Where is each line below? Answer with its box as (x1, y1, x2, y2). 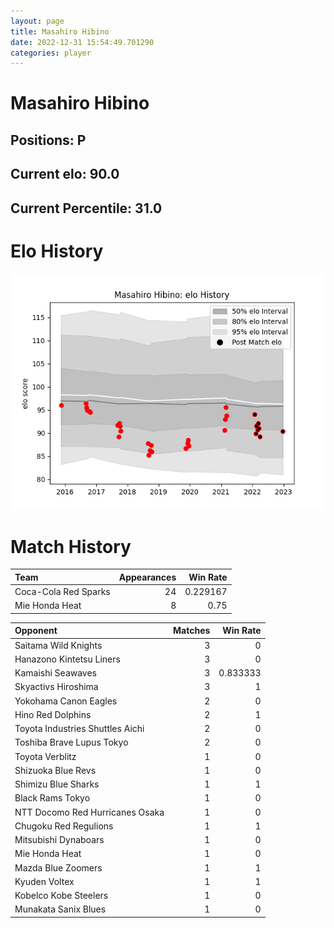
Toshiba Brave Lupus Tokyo (14, 736, 129, 749)
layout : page (10, 16, 65, 26)
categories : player (10, 48, 92, 58)
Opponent (14, 625, 58, 637)
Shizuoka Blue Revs (14, 764, 97, 776)
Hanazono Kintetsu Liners (14, 653, 121, 665)
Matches (173, 625, 211, 637)
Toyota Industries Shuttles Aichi (14, 723, 145, 735)
